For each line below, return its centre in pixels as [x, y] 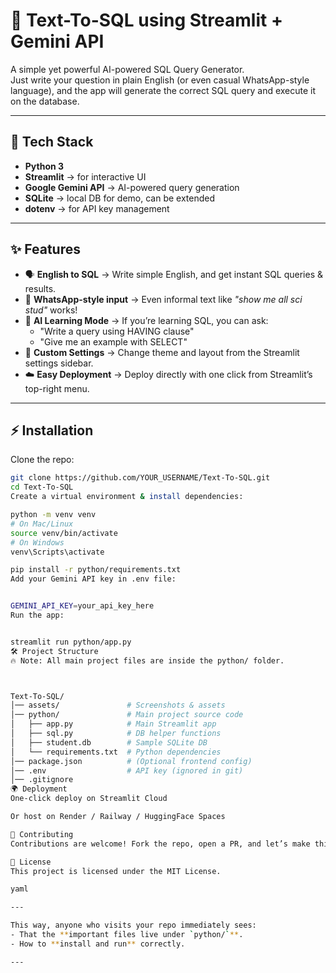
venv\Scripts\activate [57, 552]
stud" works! [51, 310]
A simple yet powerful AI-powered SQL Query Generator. [127, 69]
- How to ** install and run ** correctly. [98, 944]
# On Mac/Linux [42, 524]
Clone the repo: [42, 460]
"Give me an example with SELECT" [113, 341]
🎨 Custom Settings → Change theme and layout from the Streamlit [162, 352]
